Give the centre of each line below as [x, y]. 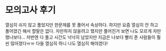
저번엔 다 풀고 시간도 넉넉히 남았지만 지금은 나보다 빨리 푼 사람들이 [91, 37]
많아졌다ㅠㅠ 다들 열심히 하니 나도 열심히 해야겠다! [59, 43]
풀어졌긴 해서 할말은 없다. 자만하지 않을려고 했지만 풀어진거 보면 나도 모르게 [78, 31]
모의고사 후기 [30, 10]
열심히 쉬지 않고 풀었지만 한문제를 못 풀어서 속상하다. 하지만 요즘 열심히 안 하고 [82, 25]
